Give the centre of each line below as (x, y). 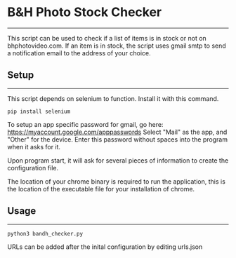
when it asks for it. (34, 147)
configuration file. (33, 168)
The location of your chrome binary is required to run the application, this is (117, 181)
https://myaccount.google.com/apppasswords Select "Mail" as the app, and (117, 132)
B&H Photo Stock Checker (85, 12)
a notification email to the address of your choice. (79, 53)
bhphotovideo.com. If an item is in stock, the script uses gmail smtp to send (117, 46)
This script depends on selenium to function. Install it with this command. (113, 98)
